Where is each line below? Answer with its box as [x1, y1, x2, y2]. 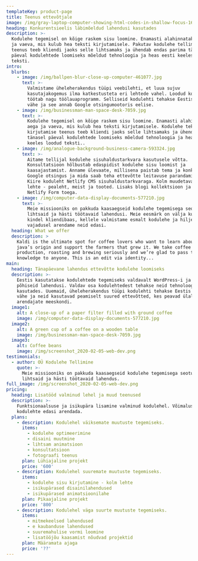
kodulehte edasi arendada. [16, 408, 83, 414]
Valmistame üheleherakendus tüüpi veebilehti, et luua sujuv [27, 85, 181, 91]
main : [6, 260, 19, 267]
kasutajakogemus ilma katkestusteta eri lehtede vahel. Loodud [27, 91, 186, 97]
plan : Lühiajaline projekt [21, 458, 88, 464]
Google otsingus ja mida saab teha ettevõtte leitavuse [27, 173, 167, 179]
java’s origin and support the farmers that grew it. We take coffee [16, 244, 192, 250]
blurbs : [11, 69, 31, 75]
